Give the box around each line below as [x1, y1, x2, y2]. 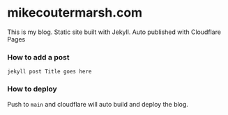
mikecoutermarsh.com [7, 5, 143, 21]
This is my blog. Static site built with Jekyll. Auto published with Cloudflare [7, 28, 222, 36]
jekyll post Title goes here [7, 68, 92, 76]
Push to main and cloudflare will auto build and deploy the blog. [7, 100, 188, 108]
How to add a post [7, 52, 70, 62]
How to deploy [7, 85, 57, 94]
